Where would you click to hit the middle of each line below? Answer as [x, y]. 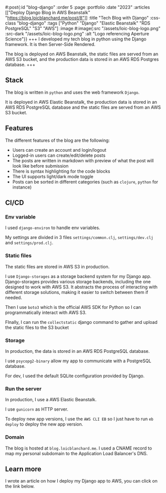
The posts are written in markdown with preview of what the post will [83, 160]
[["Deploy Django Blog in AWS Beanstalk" [48, 12]
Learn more [23, 469]
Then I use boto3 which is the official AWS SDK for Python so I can [73, 307]
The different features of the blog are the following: [58, 140]
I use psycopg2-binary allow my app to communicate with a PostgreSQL [78, 361]
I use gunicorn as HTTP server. [37, 409]
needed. [14, 297]
